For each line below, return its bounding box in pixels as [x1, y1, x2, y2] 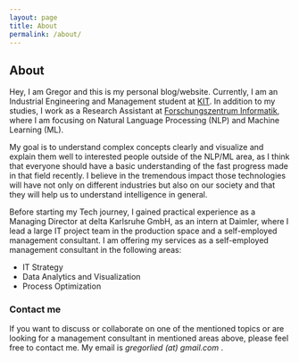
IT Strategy [21, 262, 64, 273]
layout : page [9, 13, 58, 22]
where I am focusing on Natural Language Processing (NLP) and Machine [9, 115, 279, 126]
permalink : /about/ [9, 29, 82, 38]
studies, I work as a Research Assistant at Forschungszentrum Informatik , [9, 105, 280, 116]
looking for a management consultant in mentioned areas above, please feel [9, 333, 289, 344]
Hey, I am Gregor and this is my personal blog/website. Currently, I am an [9, 87, 278, 97]
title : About [9, 21, 58, 30]
